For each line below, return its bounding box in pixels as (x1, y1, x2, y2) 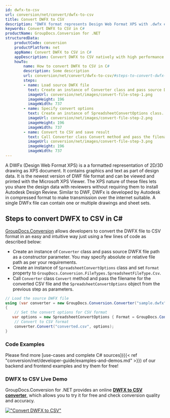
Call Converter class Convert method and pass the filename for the (12, 275, 151, 281)
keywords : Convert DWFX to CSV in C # (5, 26, 85, 31)
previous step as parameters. (12, 286, 74, 292)
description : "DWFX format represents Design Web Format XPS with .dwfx (5, 21, 162, 27)
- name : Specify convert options (23, 106, 94, 111)
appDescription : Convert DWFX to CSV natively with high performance (14, 54, 164, 60)
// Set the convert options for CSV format (14, 310, 108, 315)
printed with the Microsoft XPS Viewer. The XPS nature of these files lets (5, 178, 157, 184)
